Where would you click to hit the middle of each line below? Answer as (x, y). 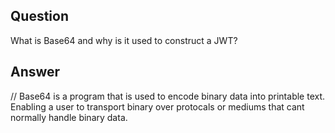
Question (39, 16)
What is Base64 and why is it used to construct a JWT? (124, 40)
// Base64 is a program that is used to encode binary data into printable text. (168, 96)
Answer (35, 72)
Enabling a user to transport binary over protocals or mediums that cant (157, 106)
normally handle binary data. (69, 117)
